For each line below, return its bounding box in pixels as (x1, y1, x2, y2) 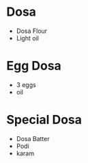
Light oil (16, 34, 39, 42)
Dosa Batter (16, 134, 50, 142)
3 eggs (16, 80, 37, 89)
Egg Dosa (6, 58, 62, 74)
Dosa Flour (16, 27, 48, 35)
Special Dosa (6, 112, 83, 127)
